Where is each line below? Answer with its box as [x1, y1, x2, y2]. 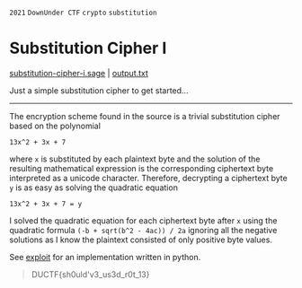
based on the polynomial [9, 120, 102, 131]
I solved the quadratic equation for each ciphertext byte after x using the [9, 214, 278, 226]
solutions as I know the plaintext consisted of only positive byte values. [9, 234, 272, 245]
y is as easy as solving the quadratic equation [9, 182, 178, 193]
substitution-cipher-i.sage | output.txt [9, 67, 148, 78]
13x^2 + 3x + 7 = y [9, 199, 83, 208]
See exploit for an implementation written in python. [9, 251, 201, 262]
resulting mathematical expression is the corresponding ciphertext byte [9, 162, 274, 173]
